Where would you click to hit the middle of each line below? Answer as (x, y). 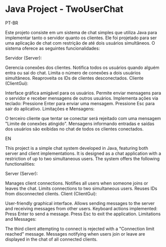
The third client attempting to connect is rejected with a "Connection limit (80, 229)
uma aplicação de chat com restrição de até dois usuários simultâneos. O (80, 43)
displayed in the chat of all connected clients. (51, 239)
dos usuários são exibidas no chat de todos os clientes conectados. (74, 129)
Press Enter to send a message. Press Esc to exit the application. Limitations (83, 214)
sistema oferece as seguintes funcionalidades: (53, 48)
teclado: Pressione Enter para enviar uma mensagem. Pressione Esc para (80, 103)
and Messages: (21, 219)
